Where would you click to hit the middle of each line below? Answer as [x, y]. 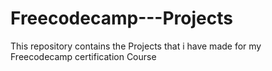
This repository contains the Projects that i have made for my [136, 46]
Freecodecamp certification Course [83, 56]
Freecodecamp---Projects [121, 18]
